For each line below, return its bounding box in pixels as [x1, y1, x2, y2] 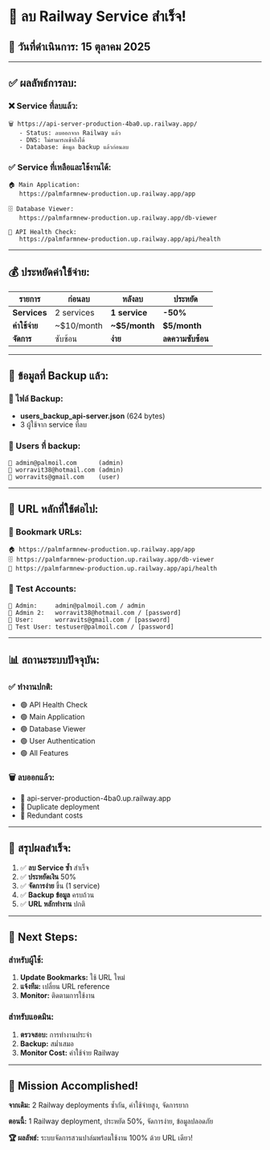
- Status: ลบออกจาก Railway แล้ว [18, 129, 121, 137]
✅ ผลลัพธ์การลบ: [8, 76, 78, 90]
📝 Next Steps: [8, 929, 78, 944]
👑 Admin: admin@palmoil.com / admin [8, 601, 146, 610]
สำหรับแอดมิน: [8, 1012, 55, 1023]
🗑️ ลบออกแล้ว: [8, 772, 55, 783]
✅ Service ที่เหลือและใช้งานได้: [8, 161, 112, 172]
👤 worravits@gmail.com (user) [8, 472, 121, 481]
